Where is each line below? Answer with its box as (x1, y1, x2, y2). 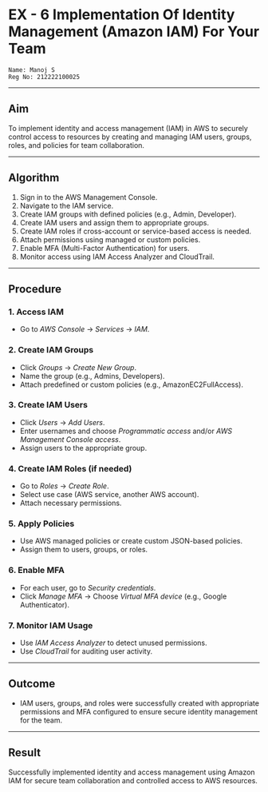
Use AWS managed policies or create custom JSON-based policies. (19, 536, 243, 546)
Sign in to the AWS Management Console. (19, 192, 158, 201)
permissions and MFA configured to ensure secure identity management (19, 706, 258, 716)
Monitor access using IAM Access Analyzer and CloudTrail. (19, 252, 215, 261)
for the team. (19, 715, 63, 725)
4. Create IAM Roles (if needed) (8, 463, 132, 474)
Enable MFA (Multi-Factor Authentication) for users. (19, 243, 190, 253)
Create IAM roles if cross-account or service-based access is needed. (19, 226, 252, 236)
